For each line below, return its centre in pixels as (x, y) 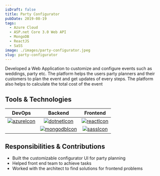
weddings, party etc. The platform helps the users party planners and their (80, 74)
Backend (59, 113)
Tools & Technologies (38, 99)
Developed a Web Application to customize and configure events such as (79, 69)
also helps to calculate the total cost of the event (54, 84)
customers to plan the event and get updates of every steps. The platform (79, 79)
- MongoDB (19, 37)
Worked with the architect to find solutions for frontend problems (77, 168)
